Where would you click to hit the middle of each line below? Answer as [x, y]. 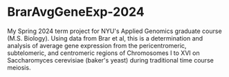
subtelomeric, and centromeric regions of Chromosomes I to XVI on [103, 53]
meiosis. [19, 67]
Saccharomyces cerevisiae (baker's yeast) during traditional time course [111, 60]
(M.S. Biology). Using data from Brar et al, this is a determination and [105, 38]
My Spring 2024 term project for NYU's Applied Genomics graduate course [115, 31]
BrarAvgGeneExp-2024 [76, 12]
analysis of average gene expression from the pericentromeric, [97, 45]
